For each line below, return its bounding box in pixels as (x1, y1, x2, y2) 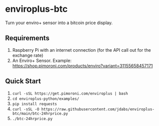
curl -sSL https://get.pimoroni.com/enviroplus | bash (12, 91, 128, 96)
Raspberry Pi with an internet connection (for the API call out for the (12, 47, 151, 53)
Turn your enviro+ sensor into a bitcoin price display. (5, 20, 113, 26)
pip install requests (12, 101, 57, 106)
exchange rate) (12, 52, 44, 58)
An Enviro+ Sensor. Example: (12, 58, 72, 63)
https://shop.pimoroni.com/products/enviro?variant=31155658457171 (12, 63, 153, 68)
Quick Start (5, 77, 41, 86)
